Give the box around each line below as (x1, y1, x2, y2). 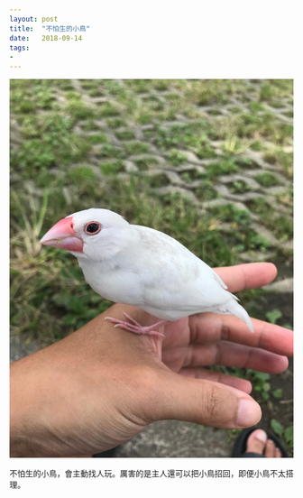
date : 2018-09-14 (9, 33, 83, 42)
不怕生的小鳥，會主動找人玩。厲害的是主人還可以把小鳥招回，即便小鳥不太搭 (9, 468, 294, 479)
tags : (9, 43, 30, 52)
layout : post (9, 14, 59, 23)
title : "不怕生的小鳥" (9, 23, 90, 33)
